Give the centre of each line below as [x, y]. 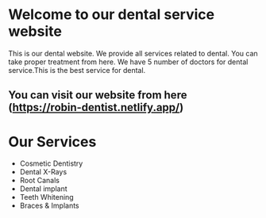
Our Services [52, 142]
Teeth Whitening [46, 197]
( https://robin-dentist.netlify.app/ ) [96, 107]
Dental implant [43, 189]
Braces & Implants [49, 206]
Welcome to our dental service [112, 15]
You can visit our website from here [98, 96]
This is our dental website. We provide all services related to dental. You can [133, 53]
